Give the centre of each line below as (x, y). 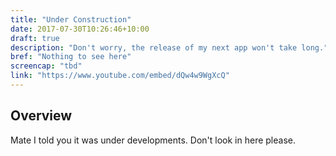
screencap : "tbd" (46, 66)
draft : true (35, 38)
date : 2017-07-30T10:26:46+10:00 (80, 29)
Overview (41, 116)
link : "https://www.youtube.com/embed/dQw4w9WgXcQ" (120, 76)
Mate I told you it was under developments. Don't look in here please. (153, 140)
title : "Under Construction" (71, 19)
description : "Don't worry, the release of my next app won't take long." (169, 47)
